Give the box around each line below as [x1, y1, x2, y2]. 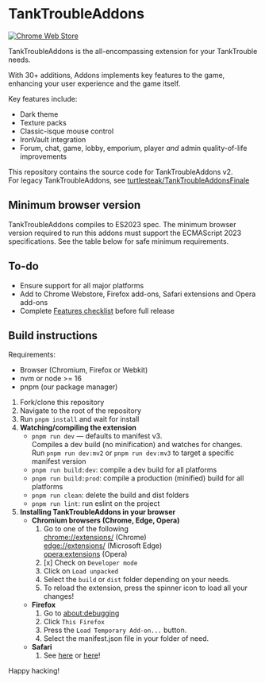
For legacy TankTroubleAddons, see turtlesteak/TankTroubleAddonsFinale [8, 176, 250, 185]
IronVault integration [19, 134, 86, 144]
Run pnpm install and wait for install [19, 415, 140, 424]
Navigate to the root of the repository [19, 406, 141, 415]
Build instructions [8, 329, 98, 342]
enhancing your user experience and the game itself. [8, 79, 181, 88]
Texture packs [19, 118, 67, 127]
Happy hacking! [8, 666, 60, 676]
